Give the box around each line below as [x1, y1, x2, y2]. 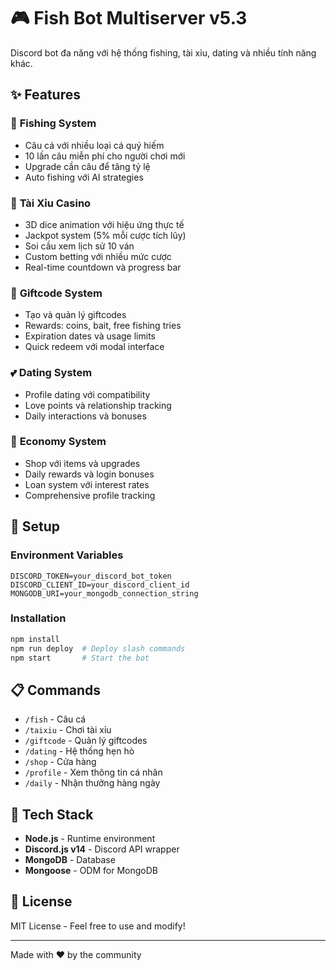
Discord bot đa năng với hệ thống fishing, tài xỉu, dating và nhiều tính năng [10, 46, 317, 59]
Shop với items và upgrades [24, 457, 141, 469]
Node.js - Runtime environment [24, 833, 156, 845]
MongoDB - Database [24, 854, 116, 866]
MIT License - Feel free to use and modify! [10, 920, 186, 932]
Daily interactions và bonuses [24, 410, 147, 422]
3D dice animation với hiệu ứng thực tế [24, 218, 185, 230]
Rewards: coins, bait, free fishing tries [24, 320, 182, 332]
